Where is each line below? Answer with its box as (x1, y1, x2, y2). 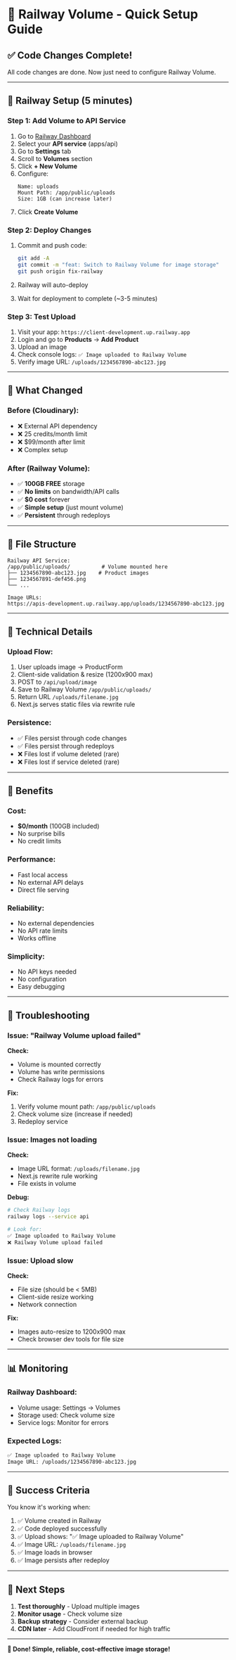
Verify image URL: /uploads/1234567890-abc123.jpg (17, 357, 166, 366)
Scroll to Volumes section (17, 154, 93, 162)
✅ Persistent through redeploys (17, 511, 110, 519)
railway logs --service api (7, 1213, 90, 1220)
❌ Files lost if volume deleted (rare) (17, 749, 119, 758)
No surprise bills (17, 829, 65, 838)
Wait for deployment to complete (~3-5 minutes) (17, 294, 158, 302)
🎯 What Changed (7, 385, 83, 397)
